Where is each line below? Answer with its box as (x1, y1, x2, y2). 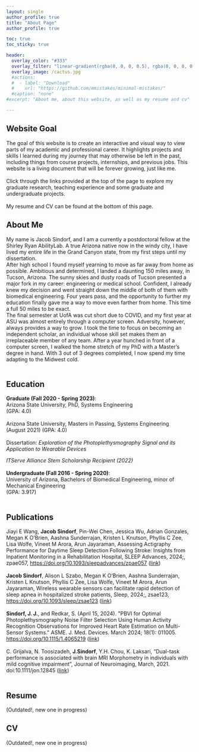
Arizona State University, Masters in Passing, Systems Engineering (6, 420, 169, 427)
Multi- (165, 622, 181, 630)
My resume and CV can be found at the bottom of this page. (6, 203, 153, 210)
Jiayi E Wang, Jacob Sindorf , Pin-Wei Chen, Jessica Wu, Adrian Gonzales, (6, 528, 189, 535)
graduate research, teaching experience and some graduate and (6, 184, 165, 191)
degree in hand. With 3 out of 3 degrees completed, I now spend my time (6, 349, 185, 357)
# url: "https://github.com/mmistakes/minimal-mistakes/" (11, 86, 166, 92)
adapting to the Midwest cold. (6, 355, 79, 363)
